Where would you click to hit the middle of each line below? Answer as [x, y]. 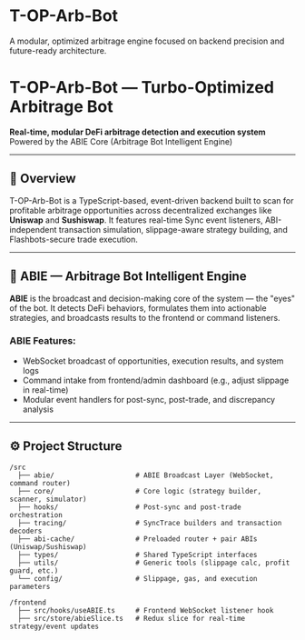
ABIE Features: [43, 341]
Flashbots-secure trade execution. [74, 239]
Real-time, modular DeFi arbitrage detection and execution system [138, 132]
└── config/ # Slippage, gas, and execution [138, 578]
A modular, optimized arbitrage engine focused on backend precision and [147, 41]
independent [33, 229]
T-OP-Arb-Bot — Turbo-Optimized [142, 88]
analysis [38, 409]
